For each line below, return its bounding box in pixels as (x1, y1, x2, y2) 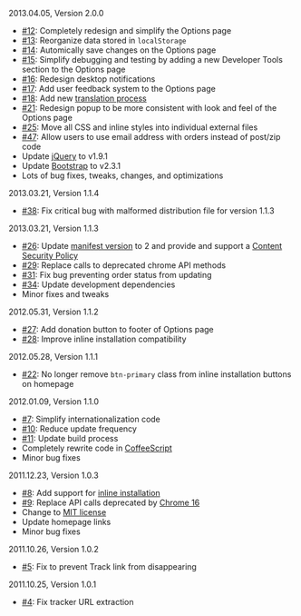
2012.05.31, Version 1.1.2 (8, 306, 99, 317)
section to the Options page (21, 64, 126, 75)
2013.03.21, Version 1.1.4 (8, 188, 100, 198)
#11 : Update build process (21, 433, 119, 443)
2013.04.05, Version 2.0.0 (8, 8, 104, 18)
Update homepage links (21, 517, 112, 527)
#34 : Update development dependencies (21, 279, 176, 290)
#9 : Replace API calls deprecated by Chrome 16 (21, 497, 200, 508)
